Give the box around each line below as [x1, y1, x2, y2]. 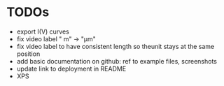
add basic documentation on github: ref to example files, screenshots [16, 57, 218, 65]
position [16, 50, 41, 58]
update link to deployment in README [16, 64, 127, 73]
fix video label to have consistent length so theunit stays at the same [16, 42, 215, 50]
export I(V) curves [16, 27, 69, 36]
